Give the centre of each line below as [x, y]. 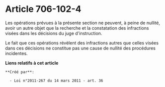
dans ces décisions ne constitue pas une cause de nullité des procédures [80, 48]
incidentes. [17, 53]
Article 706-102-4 [43, 9]
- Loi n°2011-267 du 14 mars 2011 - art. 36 [56, 81]
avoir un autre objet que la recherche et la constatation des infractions [77, 28]
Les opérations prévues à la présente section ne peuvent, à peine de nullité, [83, 23]
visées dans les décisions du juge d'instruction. [54, 33]
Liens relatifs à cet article [32, 63]
